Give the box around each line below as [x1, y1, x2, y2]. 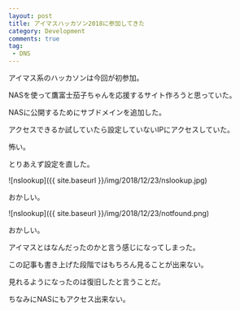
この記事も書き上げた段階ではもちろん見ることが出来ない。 [8, 260, 208, 269]
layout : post [8, 11, 53, 20]
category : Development [8, 27, 85, 35]
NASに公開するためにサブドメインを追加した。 [8, 107, 167, 117]
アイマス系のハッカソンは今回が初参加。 [8, 73, 144, 82]
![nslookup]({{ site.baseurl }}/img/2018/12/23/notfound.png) [8, 209, 210, 218]
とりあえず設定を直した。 [8, 159, 94, 169]
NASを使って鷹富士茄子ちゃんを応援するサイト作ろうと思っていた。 [8, 90, 237, 100]
